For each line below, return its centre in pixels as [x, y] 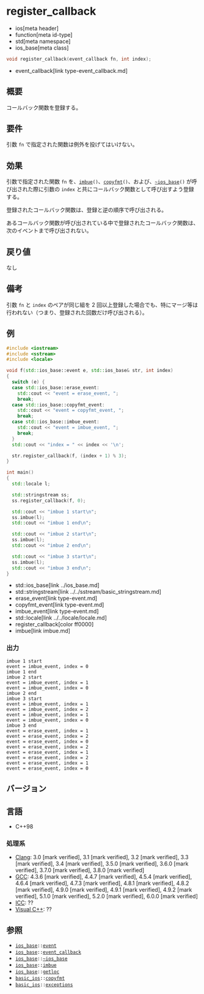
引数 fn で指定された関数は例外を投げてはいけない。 [72, 145]
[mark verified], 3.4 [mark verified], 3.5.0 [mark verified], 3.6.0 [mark [102, 864]
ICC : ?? [24, 903]
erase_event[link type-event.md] [56, 598]
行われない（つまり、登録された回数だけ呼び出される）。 [77, 312]
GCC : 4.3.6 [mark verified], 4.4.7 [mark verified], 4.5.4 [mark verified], [104, 877]
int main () [20, 472]
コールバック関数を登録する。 [44, 107]
